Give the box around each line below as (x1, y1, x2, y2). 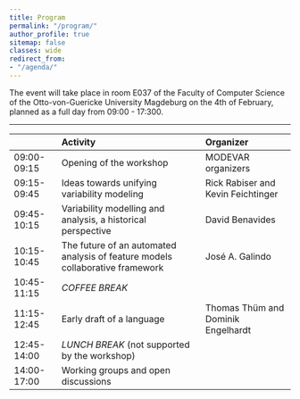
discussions (61, 375, 112, 387)
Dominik (204, 312, 240, 325)
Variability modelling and (61, 202, 165, 214)
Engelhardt (204, 323, 252, 336)
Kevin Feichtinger (204, 187, 279, 200)
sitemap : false (9, 37, 66, 47)
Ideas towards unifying (61, 176, 158, 188)
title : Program (9, 12, 66, 22)
